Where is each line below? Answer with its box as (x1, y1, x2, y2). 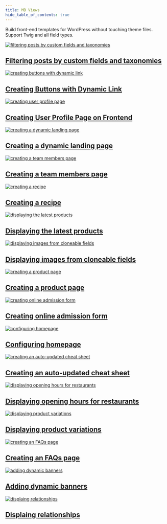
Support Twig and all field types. (5, 32, 74, 38)
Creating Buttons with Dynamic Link (5, 85, 123, 94)
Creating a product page (5, 283, 85, 292)
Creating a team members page (5, 170, 108, 179)
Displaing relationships (5, 510, 81, 519)
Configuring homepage (5, 340, 81, 349)
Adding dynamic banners (5, 482, 88, 491)
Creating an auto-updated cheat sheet (5, 369, 130, 377)
